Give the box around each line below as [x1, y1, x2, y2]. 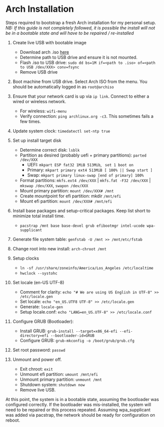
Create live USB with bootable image [12, 39, 87, 45]
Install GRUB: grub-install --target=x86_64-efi [20, 328, 118, 334]
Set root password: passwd [12, 347, 65, 353]
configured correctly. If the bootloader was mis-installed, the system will [5, 401, 151, 407]
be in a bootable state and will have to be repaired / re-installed [5, 30, 134, 36]
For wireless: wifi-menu [20, 108, 67, 114]
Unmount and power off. [12, 356, 62, 362]
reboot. [5, 417, 20, 423]
